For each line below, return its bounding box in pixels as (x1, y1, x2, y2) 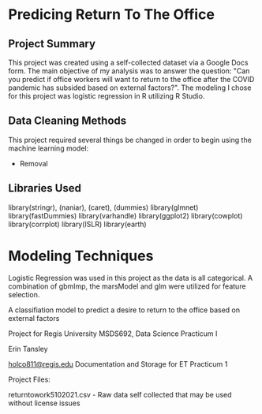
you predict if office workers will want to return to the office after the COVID (8, 75, 255, 84)
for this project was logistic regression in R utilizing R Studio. (8, 91, 205, 100)
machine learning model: (8, 144, 89, 153)
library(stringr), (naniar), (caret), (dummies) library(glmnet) (8, 203, 199, 212)
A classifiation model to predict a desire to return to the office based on (8, 305, 241, 315)
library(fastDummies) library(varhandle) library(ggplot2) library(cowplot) (8, 211, 243, 220)
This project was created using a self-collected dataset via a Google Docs (8, 58, 249, 67)
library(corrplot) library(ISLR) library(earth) (8, 219, 148, 229)
